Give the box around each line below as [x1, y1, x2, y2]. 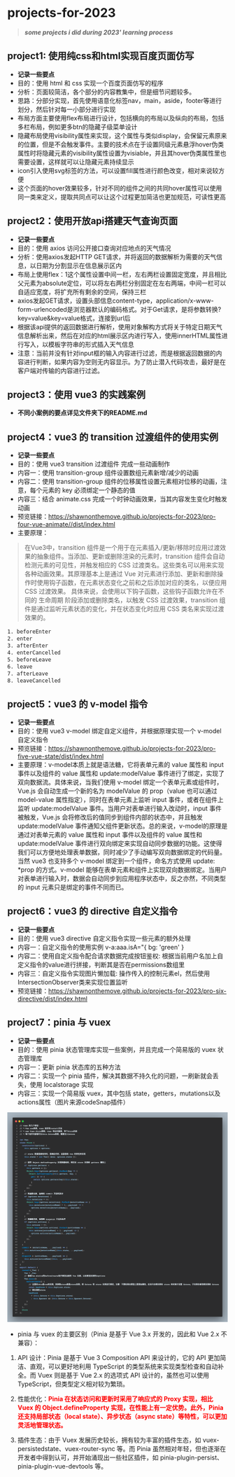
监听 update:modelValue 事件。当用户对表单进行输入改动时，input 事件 [17, 804, 222, 812]
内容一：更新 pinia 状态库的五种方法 [17, 1062, 121, 1071]
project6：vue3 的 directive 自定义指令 [7, 906, 178, 917]
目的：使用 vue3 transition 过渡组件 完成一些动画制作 [17, 460, 170, 469]
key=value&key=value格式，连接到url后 [17, 314, 131, 322]
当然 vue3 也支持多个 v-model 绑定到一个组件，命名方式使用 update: [17, 857, 215, 865]
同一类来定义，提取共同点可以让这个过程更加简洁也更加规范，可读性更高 [17, 193, 226, 201]
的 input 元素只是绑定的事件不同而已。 [17, 883, 128, 891]
